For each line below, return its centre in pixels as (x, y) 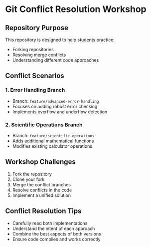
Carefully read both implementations (50, 223)
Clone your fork (28, 179)
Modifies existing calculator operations (52, 146)
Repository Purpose (37, 28)
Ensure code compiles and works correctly (56, 239)
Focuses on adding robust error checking (55, 106)
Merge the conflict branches (42, 184)
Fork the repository (32, 174)
